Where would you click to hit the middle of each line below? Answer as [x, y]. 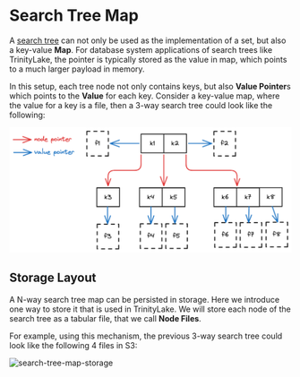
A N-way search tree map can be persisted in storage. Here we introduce [145, 299]
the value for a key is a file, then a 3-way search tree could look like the [141, 105]
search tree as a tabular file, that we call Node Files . [105, 318]
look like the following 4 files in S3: [73, 345]
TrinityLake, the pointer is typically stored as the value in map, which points [148, 59]
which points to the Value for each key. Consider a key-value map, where [145, 96]
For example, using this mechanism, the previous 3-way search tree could [146, 336]
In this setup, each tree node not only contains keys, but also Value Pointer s [150, 86]
